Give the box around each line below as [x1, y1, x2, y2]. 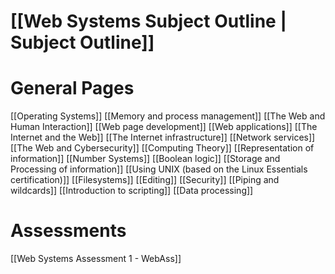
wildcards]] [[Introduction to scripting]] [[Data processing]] [10, 185, 254, 197]
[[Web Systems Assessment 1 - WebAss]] [10, 253, 182, 265]
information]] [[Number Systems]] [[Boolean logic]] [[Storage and [10, 153, 281, 165]
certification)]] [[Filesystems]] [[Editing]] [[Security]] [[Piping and [10, 174, 280, 186]
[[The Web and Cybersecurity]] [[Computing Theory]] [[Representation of [10, 142, 315, 154]
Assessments [10, 220, 127, 242]
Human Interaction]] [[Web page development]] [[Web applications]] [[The [10, 121, 318, 133]
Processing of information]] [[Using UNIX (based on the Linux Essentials [10, 163, 308, 175]
